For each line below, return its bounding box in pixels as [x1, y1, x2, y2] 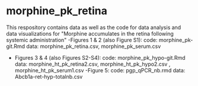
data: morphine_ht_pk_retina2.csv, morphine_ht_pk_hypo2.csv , [14, 60, 171, 68]
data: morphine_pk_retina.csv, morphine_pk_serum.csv [26, 43, 161, 50]
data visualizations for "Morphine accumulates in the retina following [6, 30, 174, 37]
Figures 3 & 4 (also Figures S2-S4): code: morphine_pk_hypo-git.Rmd [14, 54, 186, 61]
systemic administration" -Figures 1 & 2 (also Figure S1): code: [6, 36, 158, 43]
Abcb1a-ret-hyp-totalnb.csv [14, 73, 83, 80]
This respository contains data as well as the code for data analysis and [6, 24, 181, 31]
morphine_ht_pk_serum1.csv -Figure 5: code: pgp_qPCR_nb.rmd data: [14, 66, 186, 74]
